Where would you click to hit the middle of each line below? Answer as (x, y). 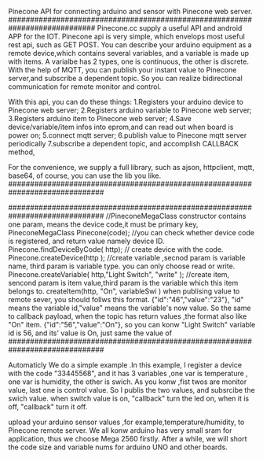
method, (22, 152)
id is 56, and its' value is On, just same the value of (90, 333)
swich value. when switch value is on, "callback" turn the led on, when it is (129, 398)
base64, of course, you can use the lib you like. (85, 175)
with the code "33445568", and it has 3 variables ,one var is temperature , (128, 373)
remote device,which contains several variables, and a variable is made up (129, 53)
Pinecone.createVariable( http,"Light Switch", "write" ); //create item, (119, 274)
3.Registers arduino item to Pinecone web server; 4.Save (100, 118)
